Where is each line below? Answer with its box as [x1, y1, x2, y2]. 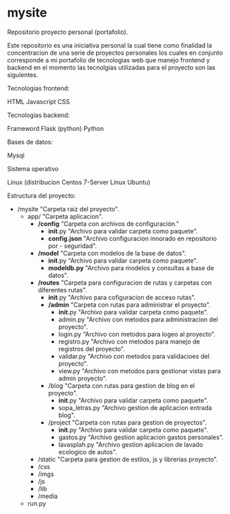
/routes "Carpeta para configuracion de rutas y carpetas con [37, 278, 212, 287]
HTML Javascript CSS [7, 97, 70, 105]
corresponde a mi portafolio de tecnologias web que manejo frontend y [7, 55, 211, 64]
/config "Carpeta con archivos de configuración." [37, 220, 180, 228]
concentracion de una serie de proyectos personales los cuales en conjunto [7, 48, 223, 57]
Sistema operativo [7, 164, 59, 172]
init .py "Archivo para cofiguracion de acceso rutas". [48, 293, 196, 301]
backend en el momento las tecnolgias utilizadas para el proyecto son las [7, 63, 215, 71]
